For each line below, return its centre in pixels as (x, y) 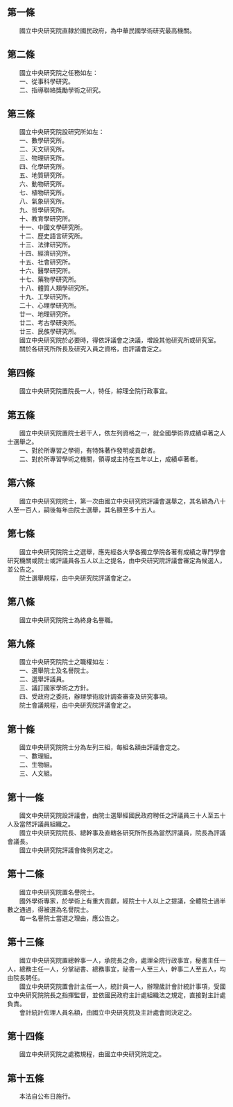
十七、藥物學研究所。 (50, 279)
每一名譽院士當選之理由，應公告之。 (71, 918)
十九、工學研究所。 (46, 297)
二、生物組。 (37, 765)
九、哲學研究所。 (43, 210)
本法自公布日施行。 (46, 1097)
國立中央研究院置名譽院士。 (59, 892)
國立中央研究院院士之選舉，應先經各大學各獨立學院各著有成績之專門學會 (122, 551)
